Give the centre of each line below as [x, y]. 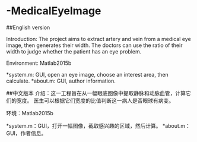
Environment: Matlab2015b [39, 63]
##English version [28, 27]
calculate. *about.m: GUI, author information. [61, 81]
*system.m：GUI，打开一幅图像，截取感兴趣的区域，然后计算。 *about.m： [99, 125]
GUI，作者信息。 [26, 133]
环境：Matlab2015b [30, 113]
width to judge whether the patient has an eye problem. [74, 51]
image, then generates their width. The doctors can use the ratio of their [94, 45]
